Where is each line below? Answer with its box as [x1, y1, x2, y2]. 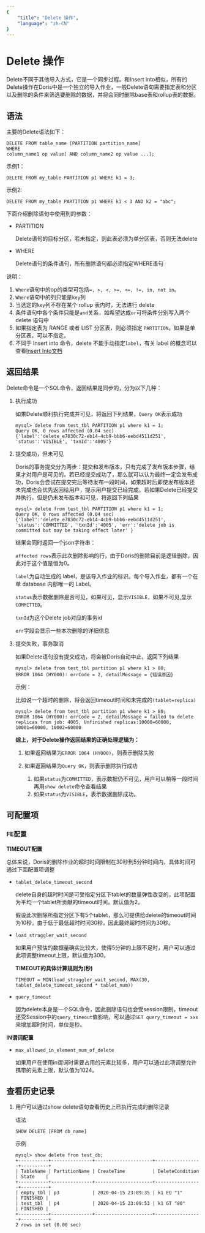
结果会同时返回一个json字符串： [15, 538, 96, 546]
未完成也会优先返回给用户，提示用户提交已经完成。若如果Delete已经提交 [15, 486, 198, 493]
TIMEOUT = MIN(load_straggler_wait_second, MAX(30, [15, 976, 150, 983]
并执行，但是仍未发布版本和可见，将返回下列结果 [15, 494, 139, 501]
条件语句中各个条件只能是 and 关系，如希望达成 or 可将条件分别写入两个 [15, 309, 190, 316]
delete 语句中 [15, 317, 49, 323]
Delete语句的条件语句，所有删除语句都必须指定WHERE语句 [15, 260, 164, 267]
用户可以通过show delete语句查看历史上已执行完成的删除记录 [15, 1103, 170, 1110]
